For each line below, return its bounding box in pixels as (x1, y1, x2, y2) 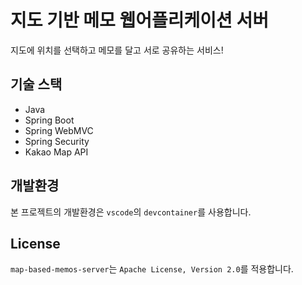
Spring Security (24, 135, 90, 147)
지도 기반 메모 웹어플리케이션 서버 (10, 9, 269, 32)
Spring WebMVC (24, 124, 94, 136)
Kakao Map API (24, 146, 89, 158)
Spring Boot (24, 114, 75, 126)
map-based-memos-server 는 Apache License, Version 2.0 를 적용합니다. (10, 263, 294, 275)
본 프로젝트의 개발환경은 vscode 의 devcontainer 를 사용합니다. (10, 206, 252, 218)
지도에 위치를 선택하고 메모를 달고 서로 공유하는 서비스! (10, 44, 224, 56)
